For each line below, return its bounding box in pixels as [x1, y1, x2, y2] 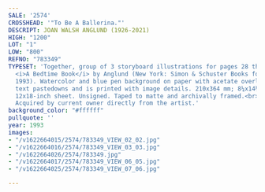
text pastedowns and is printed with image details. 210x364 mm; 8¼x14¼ [15, 84, 259, 93]
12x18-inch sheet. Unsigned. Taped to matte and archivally [15, 92, 217, 100]
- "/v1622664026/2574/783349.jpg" [8, 150, 122, 158]
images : [8, 128, 34, 136]
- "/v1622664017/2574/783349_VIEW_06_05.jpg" [8, 158, 160, 166]
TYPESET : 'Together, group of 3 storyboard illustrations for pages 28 [8, 63, 248, 71]
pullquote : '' [8, 114, 55, 122]
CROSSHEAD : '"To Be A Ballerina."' [8, 19, 125, 27]
